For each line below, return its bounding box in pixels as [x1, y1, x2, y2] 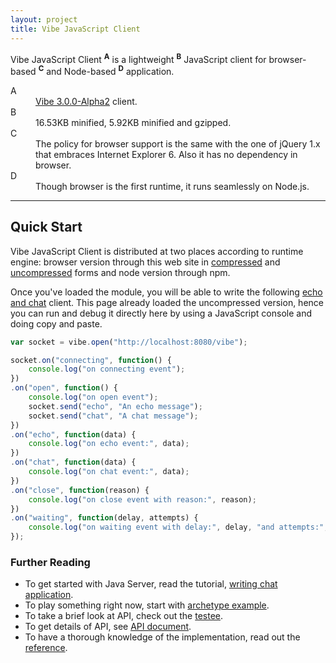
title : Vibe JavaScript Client [10, 24, 141, 34]
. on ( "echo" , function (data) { [10, 429, 137, 440]
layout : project [10, 14, 78, 25]
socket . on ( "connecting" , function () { [10, 355, 172, 365]
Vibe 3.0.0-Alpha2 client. [35, 95, 138, 107]
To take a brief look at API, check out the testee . [24, 610, 224, 622]
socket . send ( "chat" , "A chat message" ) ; [28, 411, 199, 421]
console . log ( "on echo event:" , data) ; [28, 439, 190, 449]
